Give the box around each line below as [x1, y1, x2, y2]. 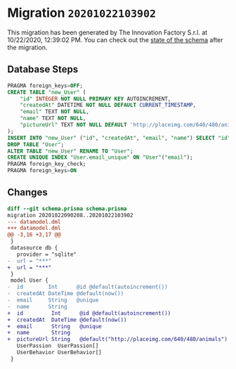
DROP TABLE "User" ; [7, 141, 65, 148]
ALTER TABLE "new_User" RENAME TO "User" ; [7, 148, 133, 155]
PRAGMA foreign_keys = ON [7, 167, 77, 174]
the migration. [7, 43, 48, 51]
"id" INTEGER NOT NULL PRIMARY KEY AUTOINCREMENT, [20, 95, 171, 103]
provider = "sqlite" [16, 251, 77, 258]
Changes [7, 186, 48, 198]
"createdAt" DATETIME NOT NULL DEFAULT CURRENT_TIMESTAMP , [20, 102, 197, 109]
